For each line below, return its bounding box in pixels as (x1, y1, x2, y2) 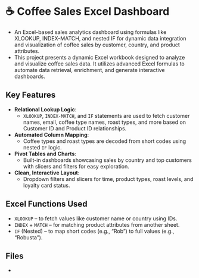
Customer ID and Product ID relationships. (23, 124, 127, 132)
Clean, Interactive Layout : (14, 169, 80, 176)
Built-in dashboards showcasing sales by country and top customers (23, 156, 192, 164)
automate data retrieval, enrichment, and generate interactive (14, 66, 165, 73)
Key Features (5, 90, 56, 100)
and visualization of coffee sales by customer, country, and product (14, 41, 180, 48)
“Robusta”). (14, 233, 43, 241)
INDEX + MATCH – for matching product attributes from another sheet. (14, 221, 180, 228)
